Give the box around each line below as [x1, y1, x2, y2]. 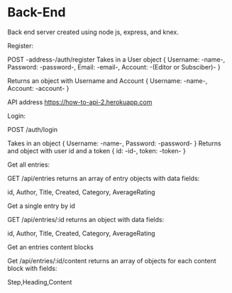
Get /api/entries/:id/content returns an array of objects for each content [7, 256, 216, 265]
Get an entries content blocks [7, 243, 94, 251]
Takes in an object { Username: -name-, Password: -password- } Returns [7, 139, 221, 148]
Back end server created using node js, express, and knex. [7, 28, 179, 36]
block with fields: [7, 264, 57, 272]
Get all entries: [7, 160, 50, 169]
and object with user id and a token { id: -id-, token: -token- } [7, 146, 186, 155]
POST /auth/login [7, 125, 58, 133]
